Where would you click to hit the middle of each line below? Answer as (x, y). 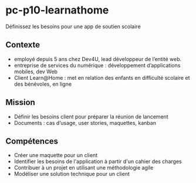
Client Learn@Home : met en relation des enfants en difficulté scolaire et (102, 77)
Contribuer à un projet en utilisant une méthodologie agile (84, 168)
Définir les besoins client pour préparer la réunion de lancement (91, 116)
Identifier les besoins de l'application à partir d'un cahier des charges (98, 161)
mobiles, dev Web (36, 72)
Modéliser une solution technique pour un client (72, 174)
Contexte (23, 45)
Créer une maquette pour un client (56, 155)
